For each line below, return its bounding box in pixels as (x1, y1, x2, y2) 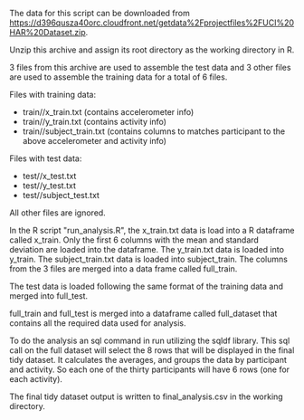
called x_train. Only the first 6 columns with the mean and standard (9, 234, 260, 245)
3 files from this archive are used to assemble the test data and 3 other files (9, 62, 291, 72)
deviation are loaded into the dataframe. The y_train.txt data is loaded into (9, 244, 285, 254)
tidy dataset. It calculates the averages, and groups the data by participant (9, 355, 288, 365)
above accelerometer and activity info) (22, 136, 167, 146)
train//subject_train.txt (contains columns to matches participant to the (22, 126, 286, 137)
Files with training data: (9, 90, 97, 100)
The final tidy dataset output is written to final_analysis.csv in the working (9, 391, 283, 402)
